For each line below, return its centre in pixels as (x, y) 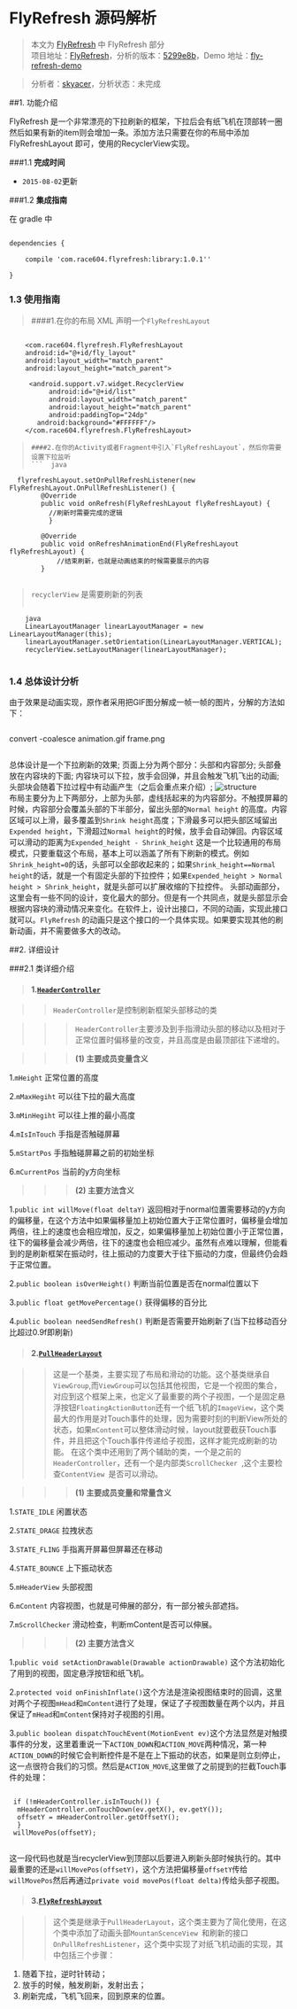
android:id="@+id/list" (92, 392)
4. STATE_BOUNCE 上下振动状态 (61, 1568)
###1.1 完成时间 (37, 162)
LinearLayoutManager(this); (61, 634)
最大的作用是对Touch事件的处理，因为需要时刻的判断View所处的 (170, 1418)
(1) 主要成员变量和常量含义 (123, 1493)
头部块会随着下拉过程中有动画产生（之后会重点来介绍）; (111, 787)
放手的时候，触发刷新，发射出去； (84, 1984)
